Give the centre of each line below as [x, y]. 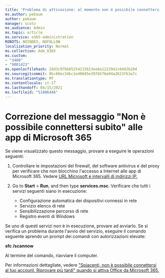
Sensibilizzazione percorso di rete [54, 211]
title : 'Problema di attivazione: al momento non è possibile [70, 10]
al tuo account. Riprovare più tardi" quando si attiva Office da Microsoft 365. [82, 270]
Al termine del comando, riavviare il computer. [52, 256]
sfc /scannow [19, 246]
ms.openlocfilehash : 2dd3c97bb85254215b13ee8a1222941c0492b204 [71, 69]
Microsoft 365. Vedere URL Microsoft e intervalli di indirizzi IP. [75, 176]
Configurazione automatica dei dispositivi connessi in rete [78, 201]
